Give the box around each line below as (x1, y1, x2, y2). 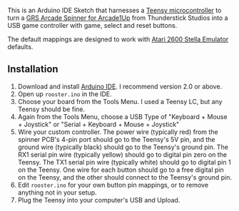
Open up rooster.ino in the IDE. (17, 89, 112, 98)
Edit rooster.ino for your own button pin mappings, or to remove (17, 180, 209, 189)
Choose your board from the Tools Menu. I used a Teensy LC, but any (17, 97, 223, 105)
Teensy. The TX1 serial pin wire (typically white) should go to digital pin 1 (17, 158, 231, 166)
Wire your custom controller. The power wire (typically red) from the (17, 128, 219, 136)
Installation (7, 63, 59, 76)
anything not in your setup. (17, 188, 98, 197)
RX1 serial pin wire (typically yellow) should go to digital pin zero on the (17, 150, 227, 159)
